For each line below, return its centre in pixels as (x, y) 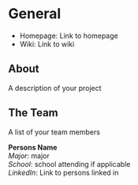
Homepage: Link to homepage (69, 36)
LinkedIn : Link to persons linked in (63, 172)
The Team (34, 113)
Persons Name (33, 147)
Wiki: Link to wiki (47, 43)
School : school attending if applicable (69, 164)
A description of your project (55, 88)
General (35, 14)
